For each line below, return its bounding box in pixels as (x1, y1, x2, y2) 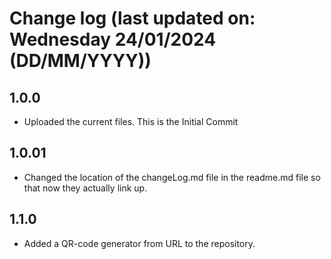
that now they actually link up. (23, 182, 148, 194)
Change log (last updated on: (9, 7, 256, 30)
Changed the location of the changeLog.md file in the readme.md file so (23, 171, 321, 183)
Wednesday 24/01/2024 (9, 28, 217, 51)
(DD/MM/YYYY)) (9, 50, 152, 72)
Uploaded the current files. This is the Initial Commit (23, 116, 239, 127)
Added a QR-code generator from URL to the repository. (23, 237, 256, 249)
